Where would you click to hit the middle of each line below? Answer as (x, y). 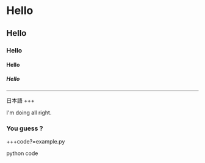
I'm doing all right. (29, 113)
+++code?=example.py (36, 142)
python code (22, 153)
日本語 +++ (20, 100)
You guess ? (25, 128)
